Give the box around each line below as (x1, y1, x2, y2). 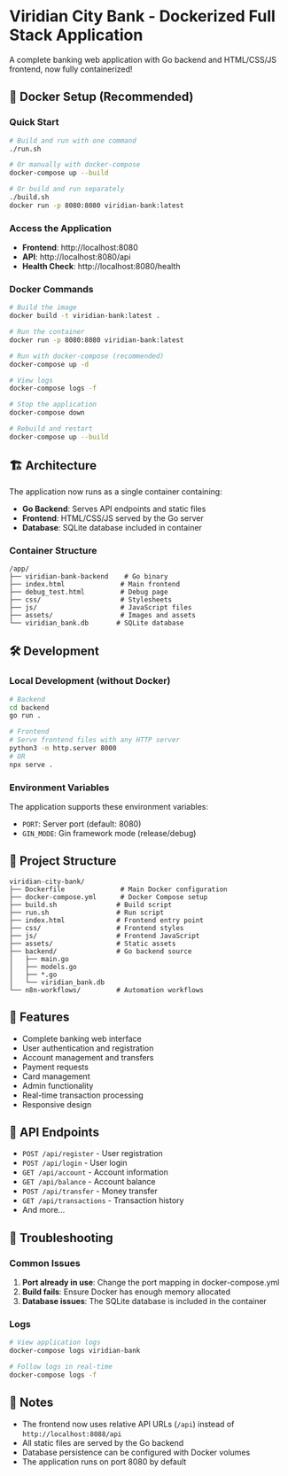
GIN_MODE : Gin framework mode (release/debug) (21, 827, 197, 838)
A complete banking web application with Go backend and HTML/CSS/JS (9, 54, 277, 65)
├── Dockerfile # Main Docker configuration (9, 884, 228, 894)
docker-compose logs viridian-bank (9, 1347, 141, 1356)
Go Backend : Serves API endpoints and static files (21, 503, 206, 514)
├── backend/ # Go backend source (9, 946, 192, 956)
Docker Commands (9, 283, 95, 295)
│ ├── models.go (9, 962, 77, 971)
